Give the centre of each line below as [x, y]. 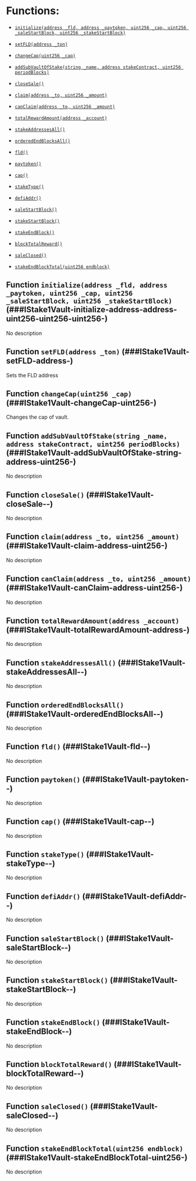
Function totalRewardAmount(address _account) [93, 621]
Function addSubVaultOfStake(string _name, [87, 435]
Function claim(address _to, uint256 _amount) [93, 536]
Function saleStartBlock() [55, 938]
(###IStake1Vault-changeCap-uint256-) [82, 403]
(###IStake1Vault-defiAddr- [134, 896]
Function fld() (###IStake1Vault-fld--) [78, 747]
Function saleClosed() [47, 1106]
